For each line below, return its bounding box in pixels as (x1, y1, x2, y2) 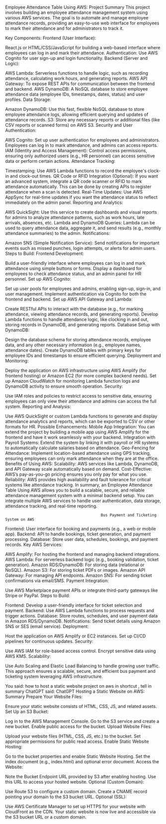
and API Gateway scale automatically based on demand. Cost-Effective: (5, 466, 153, 472)
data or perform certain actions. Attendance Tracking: (5, 158, 116, 164)
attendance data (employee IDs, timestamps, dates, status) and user (5, 92, 145, 97)
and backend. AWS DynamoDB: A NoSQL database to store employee (5, 86, 148, 92)
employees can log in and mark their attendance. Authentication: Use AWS (5, 50, 158, 56)
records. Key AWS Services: (5, 542, 63, 547)
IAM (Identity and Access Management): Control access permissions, (5, 148, 148, 153)
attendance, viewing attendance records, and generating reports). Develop (5, 311, 159, 317)
